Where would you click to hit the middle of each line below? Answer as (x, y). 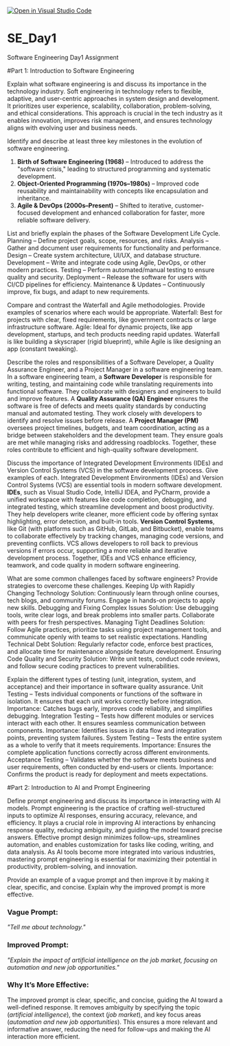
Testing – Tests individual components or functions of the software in (105, 694)
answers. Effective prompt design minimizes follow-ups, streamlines (104, 837)
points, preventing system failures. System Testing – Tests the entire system (115, 738)
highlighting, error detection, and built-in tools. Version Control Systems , (111, 521)
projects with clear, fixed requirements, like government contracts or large (112, 319)
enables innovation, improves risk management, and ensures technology (110, 120)
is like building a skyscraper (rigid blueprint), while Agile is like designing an (114, 341)
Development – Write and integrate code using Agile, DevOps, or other (106, 262)
